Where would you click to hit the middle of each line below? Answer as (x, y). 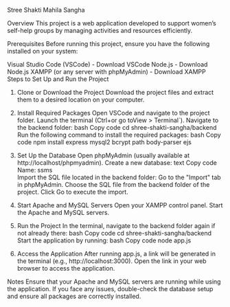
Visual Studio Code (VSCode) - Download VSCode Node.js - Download (107, 64)
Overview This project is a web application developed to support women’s (112, 23)
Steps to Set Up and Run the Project (58, 79)
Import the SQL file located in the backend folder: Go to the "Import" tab (119, 177)
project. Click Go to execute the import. (72, 192)
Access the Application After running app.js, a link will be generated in (116, 254)
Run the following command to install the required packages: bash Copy (119, 135)
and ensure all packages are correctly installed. (74, 296)
